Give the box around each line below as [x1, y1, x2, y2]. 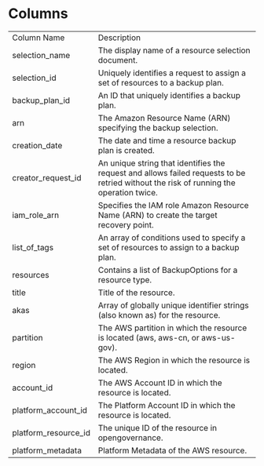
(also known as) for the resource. [97, 309, 221, 320]
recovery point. [97, 219, 155, 230]
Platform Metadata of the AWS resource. [97, 445, 247, 456]
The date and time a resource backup [97, 135, 236, 146]
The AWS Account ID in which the [97, 377, 222, 388]
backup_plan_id [12, 95, 71, 106]
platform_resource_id [12, 427, 90, 438]
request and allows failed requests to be [97, 167, 246, 178]
